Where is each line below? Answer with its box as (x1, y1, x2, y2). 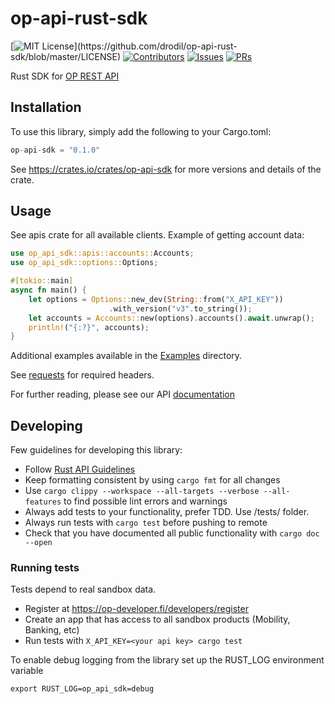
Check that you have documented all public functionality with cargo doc (24, 527, 320, 539)
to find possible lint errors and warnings (63, 495, 228, 507)
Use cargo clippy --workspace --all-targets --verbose (24, 485, 260, 497)
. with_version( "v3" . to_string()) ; (108, 303, 253, 314)
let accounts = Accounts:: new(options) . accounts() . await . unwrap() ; (28, 313, 315, 323)
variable (10, 665, 44, 677)
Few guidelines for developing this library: (10, 444, 183, 456)
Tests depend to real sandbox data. (10, 583, 157, 596)
